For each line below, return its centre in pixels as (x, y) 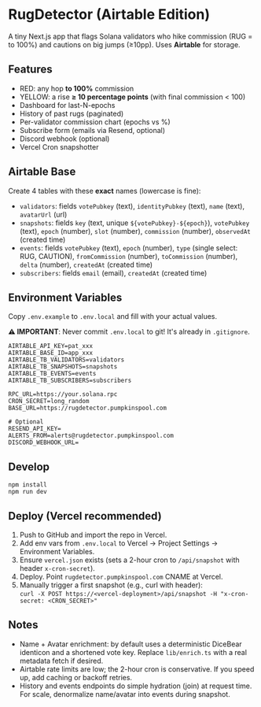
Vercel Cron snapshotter (59, 146)
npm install (28, 485)
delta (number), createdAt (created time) (86, 265)
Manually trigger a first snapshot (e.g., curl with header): (111, 585)
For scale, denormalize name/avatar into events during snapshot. (125, 694)
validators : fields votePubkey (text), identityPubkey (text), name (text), (132, 205)
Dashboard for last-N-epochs (67, 105)
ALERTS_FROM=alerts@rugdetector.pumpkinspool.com (91, 436)
